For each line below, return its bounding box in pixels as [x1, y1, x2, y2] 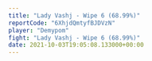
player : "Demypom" [8, 26, 69, 34]
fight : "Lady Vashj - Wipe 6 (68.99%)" [8, 33, 141, 42]
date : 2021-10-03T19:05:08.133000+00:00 [8, 41, 145, 49]
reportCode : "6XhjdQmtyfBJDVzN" [8, 19, 115, 27]
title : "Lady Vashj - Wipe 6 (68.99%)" [8, 11, 141, 20]
